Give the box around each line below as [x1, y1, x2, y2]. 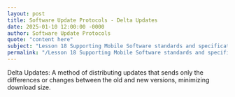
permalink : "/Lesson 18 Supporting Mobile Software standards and [7, 50, 205, 57]
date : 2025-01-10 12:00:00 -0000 [7, 23, 105, 30]
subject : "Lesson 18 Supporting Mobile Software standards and [7, 43, 196, 50]
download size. [7, 83, 51, 91]
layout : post [7, 10, 45, 17]
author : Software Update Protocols [7, 29, 111, 37]
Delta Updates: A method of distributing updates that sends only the [7, 68, 204, 77]
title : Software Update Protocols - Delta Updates [7, 17, 158, 24]
